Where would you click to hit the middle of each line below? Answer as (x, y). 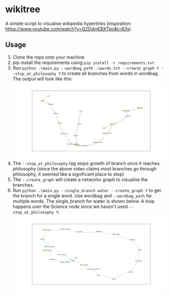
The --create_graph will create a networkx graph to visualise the (80, 180)
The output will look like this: (42, 79)
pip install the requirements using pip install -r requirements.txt (83, 63)
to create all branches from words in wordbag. (110, 73)
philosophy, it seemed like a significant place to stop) (68, 174)
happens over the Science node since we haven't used (70, 206)
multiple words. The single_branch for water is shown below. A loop (83, 201)
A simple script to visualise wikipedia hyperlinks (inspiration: (68, 23)
